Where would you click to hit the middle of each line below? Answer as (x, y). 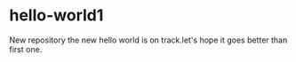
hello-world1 (56, 15)
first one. (26, 49)
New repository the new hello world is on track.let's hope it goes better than (148, 40)
